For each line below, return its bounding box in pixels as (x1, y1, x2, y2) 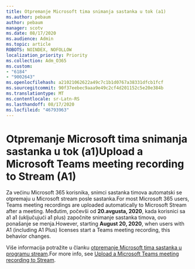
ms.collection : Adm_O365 (6, 58, 67, 63)
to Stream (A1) (6, 170, 77, 183)
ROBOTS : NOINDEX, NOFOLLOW (6, 47, 72, 53)
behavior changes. (6, 233, 52, 240)
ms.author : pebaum (6, 14, 51, 20)
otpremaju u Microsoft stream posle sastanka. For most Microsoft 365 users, (6, 195, 189, 203)
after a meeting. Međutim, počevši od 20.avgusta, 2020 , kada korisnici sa (6, 208, 186, 215)
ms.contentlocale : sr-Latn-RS (6, 96, 80, 102)
